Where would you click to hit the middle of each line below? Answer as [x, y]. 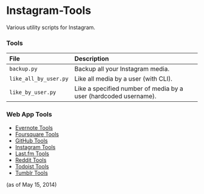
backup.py [23, 69]
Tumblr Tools [32, 173]
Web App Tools [29, 115]
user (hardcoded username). [115, 96]
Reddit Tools [31, 160]
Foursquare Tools [37, 134]
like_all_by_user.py [39, 79]
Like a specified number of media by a [129, 89]
